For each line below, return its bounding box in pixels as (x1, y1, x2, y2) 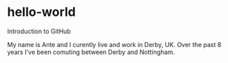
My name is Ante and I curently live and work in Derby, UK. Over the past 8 (7, 40, 222, 48)
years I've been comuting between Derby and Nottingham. (7, 48, 175, 56)
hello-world (7, 4, 76, 20)
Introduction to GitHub (7, 27, 71, 35)
